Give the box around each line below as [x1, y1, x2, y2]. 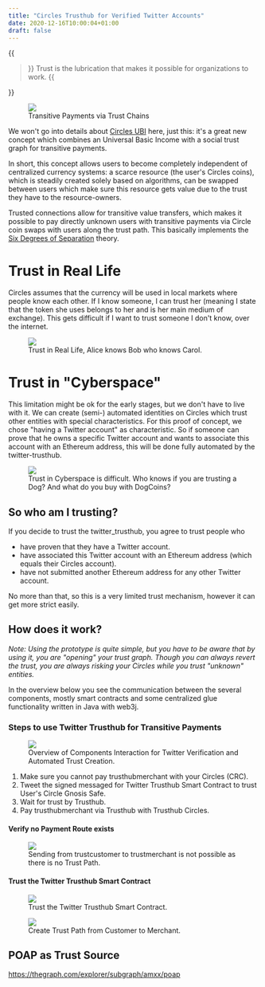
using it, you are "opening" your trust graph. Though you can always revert [8, 652, 255, 662]
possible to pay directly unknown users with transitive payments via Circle [8, 217, 251, 226]
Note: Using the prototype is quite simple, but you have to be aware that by [8, 643, 255, 654]
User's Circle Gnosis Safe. [19, 788, 106, 798]
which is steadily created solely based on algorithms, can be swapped [8, 176, 239, 186]
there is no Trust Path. [28, 858, 101, 867]
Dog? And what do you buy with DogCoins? [28, 482, 171, 492]
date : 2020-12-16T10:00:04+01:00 [8, 19, 119, 27]
